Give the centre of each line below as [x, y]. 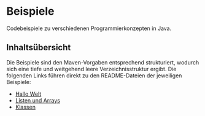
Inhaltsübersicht [39, 48]
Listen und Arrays [37, 100]
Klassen [25, 107]
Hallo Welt [28, 94]
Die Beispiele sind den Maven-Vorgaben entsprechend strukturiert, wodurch [103, 62]
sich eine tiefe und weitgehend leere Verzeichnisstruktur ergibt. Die [91, 69]
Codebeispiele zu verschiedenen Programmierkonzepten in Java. [89, 28]
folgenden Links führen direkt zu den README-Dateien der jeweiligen [94, 75]
